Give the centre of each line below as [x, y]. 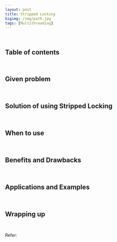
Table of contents [32, 52]
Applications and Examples [48, 187]
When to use [25, 133]
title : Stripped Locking [30, 14]
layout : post [18, 9]
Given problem [28, 79]
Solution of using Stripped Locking [59, 106]
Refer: [11, 235]
